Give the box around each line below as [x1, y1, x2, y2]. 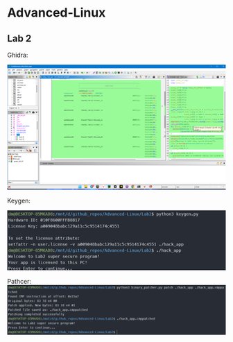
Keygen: [7, 196, 31, 205]
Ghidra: [7, 51, 28, 59]
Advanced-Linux [7, 5, 106, 21]
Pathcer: [7, 277, 32, 286]
